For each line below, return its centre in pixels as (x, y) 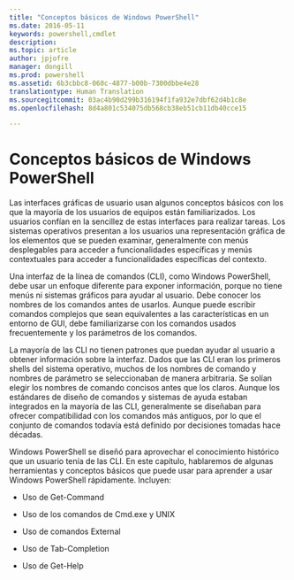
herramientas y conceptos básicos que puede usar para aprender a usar (141, 471)
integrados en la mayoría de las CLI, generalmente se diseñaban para (136, 406)
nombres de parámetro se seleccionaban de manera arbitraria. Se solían (140, 378)
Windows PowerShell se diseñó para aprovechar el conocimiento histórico (144, 452)
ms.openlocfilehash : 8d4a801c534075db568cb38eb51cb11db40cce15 (128, 108)
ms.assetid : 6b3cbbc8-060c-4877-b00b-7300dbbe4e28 (104, 83)
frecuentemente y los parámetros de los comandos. (103, 333)
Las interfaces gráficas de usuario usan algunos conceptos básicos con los (147, 203)
